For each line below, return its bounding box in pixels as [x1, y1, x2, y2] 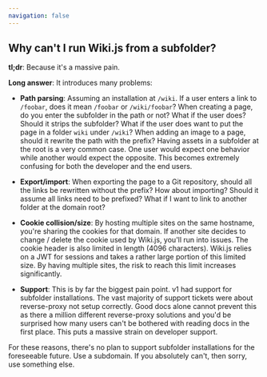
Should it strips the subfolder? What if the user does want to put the [19, 119, 244, 129]
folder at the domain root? [19, 203, 106, 212]
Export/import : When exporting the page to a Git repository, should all [19, 177, 253, 186]
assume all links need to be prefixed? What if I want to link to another [19, 194, 248, 204]
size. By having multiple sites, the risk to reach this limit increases [19, 261, 237, 271]
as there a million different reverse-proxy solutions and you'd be [19, 310, 232, 320]
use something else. [8, 359, 75, 369]
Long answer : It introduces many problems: [8, 78, 153, 88]
